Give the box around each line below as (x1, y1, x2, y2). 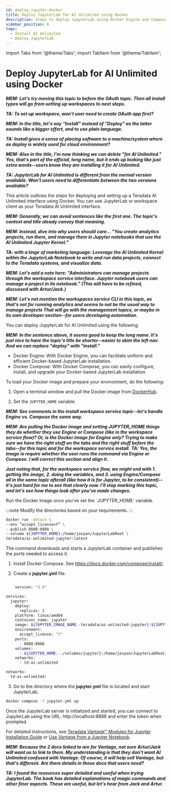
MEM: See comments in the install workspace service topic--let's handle (6, 408, 163, 414)
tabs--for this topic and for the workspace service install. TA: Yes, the (6, 445, 157, 451)
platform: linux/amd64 (15, 613, 63, 618)
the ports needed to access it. (6, 551, 69, 557)
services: (6, 594, 27, 599)
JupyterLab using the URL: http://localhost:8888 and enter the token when (6, 713, 162, 719)
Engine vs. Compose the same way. (6, 414, 83, 420)
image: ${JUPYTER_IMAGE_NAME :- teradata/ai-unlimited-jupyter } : (15, 622, 152, 627)
